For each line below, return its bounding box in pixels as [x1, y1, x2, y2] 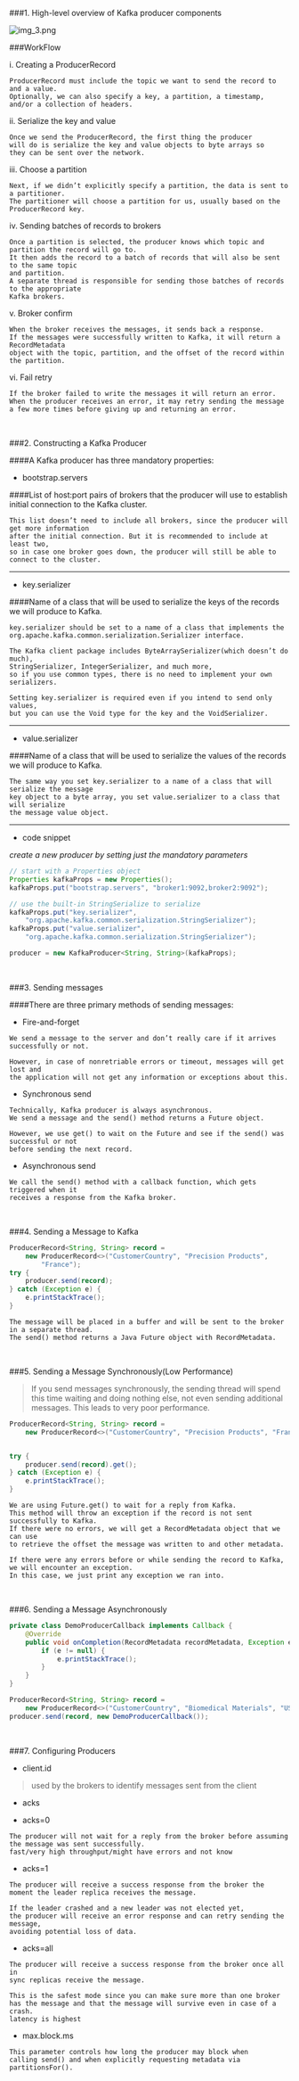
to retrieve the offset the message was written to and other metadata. [9, 1540, 285, 1549]
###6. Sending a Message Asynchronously [9, 1604, 167, 1615]
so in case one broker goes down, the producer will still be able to [9, 547, 277, 556]
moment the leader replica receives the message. [9, 1888, 198, 1897]
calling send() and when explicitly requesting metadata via [9, 2055, 241, 2064]
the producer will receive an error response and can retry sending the [9, 1912, 285, 1921]
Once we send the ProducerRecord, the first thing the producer [9, 133, 253, 142]
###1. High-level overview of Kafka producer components [9, 8, 222, 18]
